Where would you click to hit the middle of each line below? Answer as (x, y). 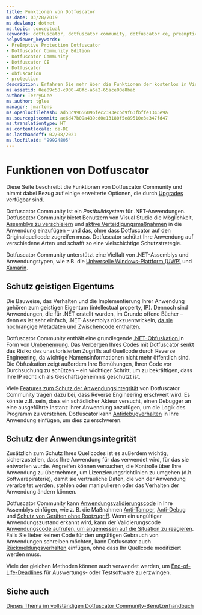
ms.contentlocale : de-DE (37, 129)
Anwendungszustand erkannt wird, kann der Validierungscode (84, 522)
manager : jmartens (29, 107)
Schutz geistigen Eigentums (60, 286)
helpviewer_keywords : (33, 40)
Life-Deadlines (25, 572)
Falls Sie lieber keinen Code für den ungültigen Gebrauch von (82, 535)
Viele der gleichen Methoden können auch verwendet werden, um (88, 566)
